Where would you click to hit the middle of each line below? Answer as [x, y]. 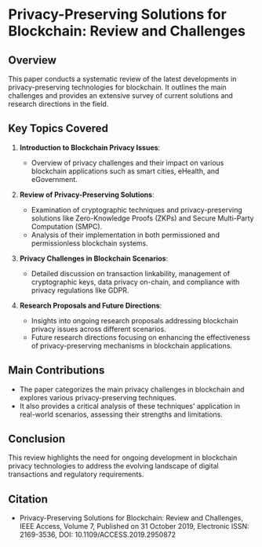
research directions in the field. [58, 104]
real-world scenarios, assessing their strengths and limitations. [121, 414]
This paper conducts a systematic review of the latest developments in [122, 79]
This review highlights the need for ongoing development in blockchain [123, 458]
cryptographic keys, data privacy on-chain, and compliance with [135, 282]
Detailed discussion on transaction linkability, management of [130, 273]
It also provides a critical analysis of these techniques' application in [130, 406]
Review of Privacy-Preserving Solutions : [87, 195]
